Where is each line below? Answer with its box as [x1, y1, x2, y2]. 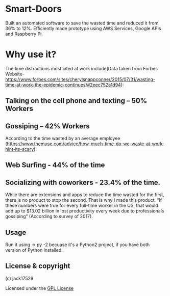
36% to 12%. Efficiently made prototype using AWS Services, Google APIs [5, 25, 161, 31]
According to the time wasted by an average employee [5, 136, 120, 142]
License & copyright [5, 262, 70, 271]
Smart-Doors [5, 3, 62, 15]
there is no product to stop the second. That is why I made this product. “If [5, 197, 162, 203]
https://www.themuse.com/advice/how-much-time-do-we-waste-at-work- [7, 141, 165, 147]
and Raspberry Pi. [5, 31, 43, 37]
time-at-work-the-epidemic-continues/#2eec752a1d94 [5, 82, 121, 88]
